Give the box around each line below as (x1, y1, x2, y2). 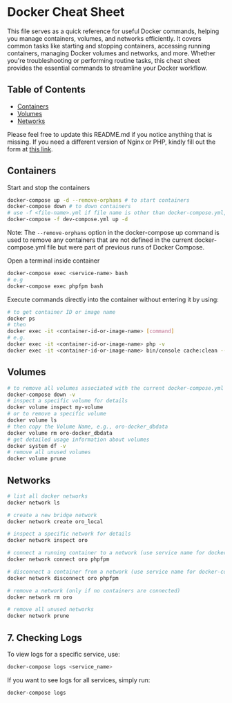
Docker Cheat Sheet (7, 4, 125, 20)
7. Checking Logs (7, 632, 83, 644)
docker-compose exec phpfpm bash (7, 283, 104, 290)
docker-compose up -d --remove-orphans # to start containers (7, 196, 190, 204)
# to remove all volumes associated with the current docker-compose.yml (7, 384, 224, 391)
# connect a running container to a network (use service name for (7, 550, 206, 556)
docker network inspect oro (7, 537, 88, 544)
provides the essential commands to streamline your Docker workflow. (7, 64, 208, 72)
